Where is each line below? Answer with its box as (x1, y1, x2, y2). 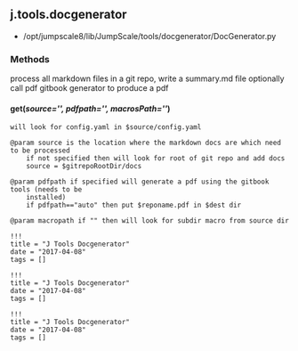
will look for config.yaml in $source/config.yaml (10, 123, 202, 132)
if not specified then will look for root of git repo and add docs (26, 154, 286, 163)
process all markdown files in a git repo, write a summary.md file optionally (10, 73, 285, 84)
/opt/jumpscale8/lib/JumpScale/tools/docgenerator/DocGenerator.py (22, 30, 277, 41)
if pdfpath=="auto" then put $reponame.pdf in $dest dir (26, 200, 242, 210)
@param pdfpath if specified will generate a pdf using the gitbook (10, 177, 270, 186)
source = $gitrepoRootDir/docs (26, 162, 142, 171)
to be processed (10, 146, 70, 155)
